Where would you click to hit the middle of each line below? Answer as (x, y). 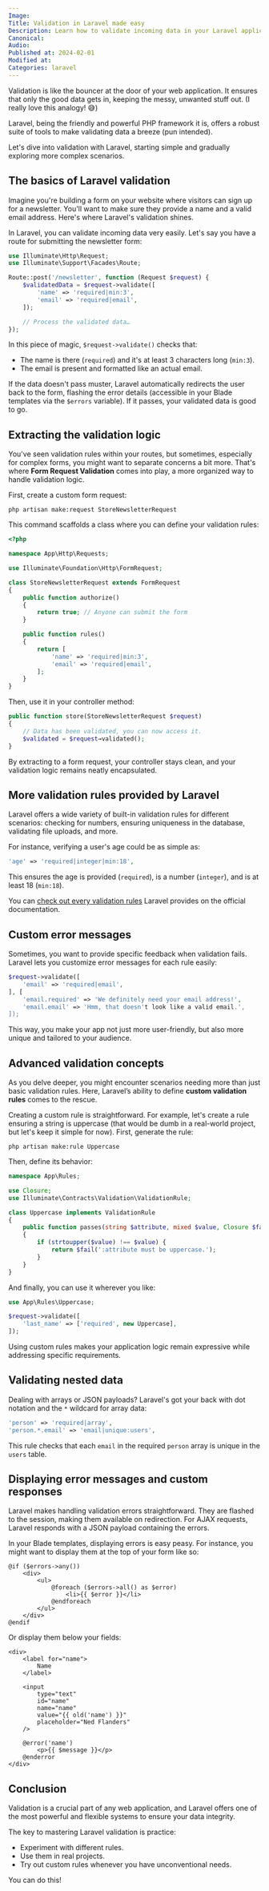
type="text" (57, 1694)
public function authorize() (71, 597)
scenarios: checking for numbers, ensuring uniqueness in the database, (127, 823)
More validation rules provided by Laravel (114, 795)
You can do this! (35, 1880)
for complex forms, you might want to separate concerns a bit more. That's (132, 463)
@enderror (39, 1757)
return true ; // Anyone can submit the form (112, 612)
